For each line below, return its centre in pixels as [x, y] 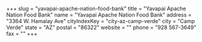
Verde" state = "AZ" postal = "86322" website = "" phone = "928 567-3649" [101, 27]
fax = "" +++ [22, 34]
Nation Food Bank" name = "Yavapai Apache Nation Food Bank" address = [99, 15]
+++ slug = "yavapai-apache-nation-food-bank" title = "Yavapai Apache [96, 9]
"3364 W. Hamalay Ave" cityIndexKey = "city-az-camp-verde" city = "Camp [100, 21]
